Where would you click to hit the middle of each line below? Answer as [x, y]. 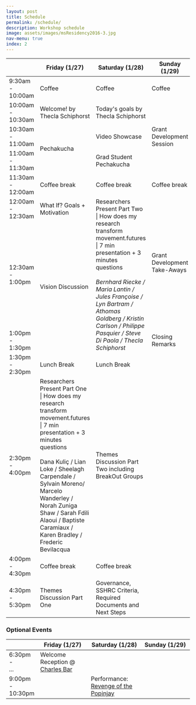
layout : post [22, 11]
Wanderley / [57, 498]
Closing [162, 337]
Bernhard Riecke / [120, 282]
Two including [115, 469]
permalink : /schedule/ [34, 22]
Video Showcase [119, 136]
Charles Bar [56, 669]
